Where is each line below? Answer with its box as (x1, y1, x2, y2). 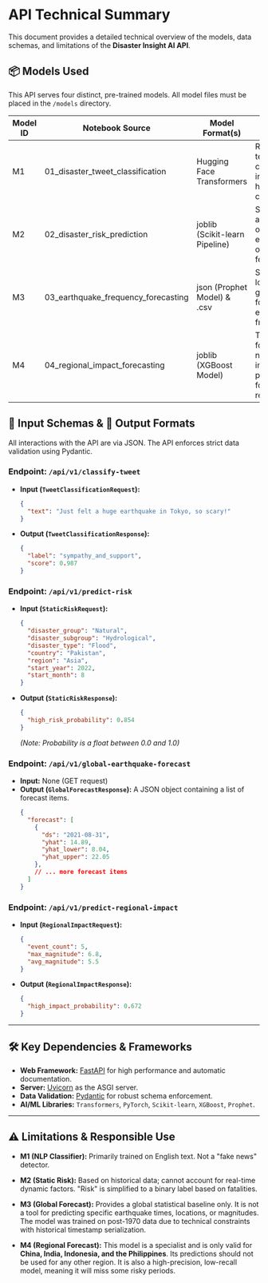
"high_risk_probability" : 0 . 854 (27, 717, 135, 725)
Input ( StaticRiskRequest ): (19, 604, 108, 614)
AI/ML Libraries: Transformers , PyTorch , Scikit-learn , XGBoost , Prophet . (19, 1099, 255, 1109)
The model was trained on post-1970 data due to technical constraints (19, 1216, 250, 1225)
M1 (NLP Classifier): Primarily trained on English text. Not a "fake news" (19, 1151, 258, 1161)
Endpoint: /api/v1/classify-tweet (8, 466, 141, 477)
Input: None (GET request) (19, 777, 108, 786)
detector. (19, 1160, 50, 1170)
